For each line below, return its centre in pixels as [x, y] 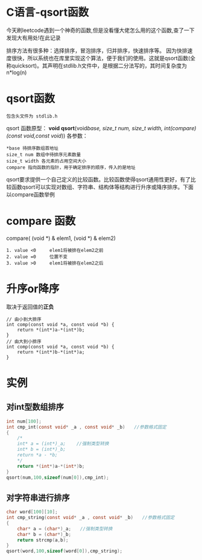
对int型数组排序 [35, 407]
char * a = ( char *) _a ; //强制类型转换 [65, 529]
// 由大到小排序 [24, 341]
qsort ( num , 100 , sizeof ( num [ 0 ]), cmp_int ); [58, 477]
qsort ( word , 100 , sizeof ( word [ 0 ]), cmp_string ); [64, 551]
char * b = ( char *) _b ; [44, 534]
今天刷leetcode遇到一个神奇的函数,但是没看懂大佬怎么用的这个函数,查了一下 [100, 30]
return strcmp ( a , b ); [43, 540]
